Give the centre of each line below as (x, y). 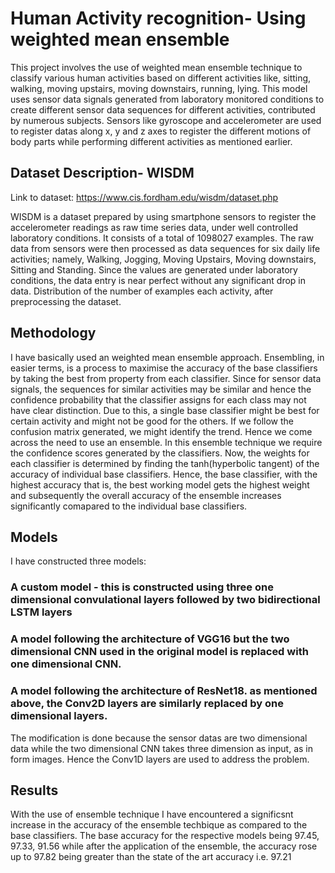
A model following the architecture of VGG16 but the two (150, 639)
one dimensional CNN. (66, 664)
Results (34, 790)
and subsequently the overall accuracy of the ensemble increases (146, 495)
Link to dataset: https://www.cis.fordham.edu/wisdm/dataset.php (144, 197)
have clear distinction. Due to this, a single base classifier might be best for (165, 410)
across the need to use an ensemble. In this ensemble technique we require (166, 442)
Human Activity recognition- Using (158, 18)
